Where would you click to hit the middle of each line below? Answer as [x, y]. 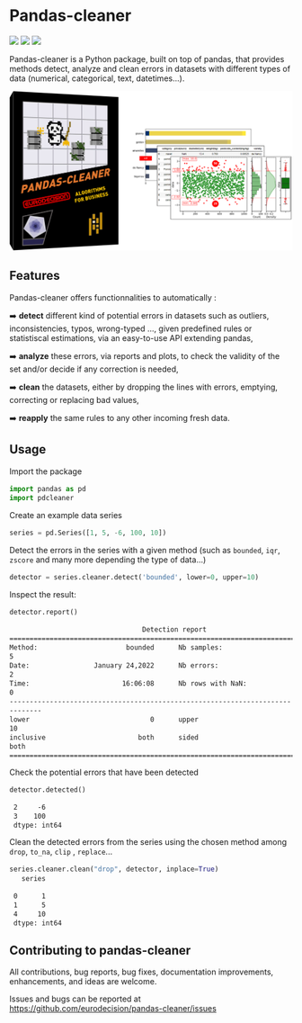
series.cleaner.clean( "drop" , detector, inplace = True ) [114, 869]
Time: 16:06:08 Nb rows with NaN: [128, 683]
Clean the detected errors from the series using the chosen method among [148, 841]
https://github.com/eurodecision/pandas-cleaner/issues [113, 1009]
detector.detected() [48, 790]
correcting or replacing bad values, [74, 399]
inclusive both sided [104, 737]
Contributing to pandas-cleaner [100, 950]
